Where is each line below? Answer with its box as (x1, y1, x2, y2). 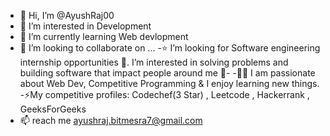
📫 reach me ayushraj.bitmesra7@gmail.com (19, 115, 203, 126)
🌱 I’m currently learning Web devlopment (19, 31, 189, 42)
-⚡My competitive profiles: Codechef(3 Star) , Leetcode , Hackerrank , (19, 89, 310, 100)
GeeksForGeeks (19, 103, 87, 115)
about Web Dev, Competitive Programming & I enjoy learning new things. (19, 78, 320, 89)
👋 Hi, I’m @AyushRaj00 (19, 10, 115, 21)
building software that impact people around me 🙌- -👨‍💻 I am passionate (19, 67, 316, 79)
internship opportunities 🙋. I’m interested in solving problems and (19, 56, 289, 68)
